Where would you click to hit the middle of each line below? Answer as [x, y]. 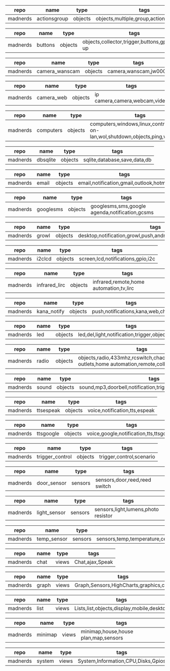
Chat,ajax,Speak [94, 562]
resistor [103, 516]
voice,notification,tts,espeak [121, 410]
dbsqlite [46, 160]
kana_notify [51, 311]
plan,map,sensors [102, 638]
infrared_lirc [51, 285]
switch [103, 486]
